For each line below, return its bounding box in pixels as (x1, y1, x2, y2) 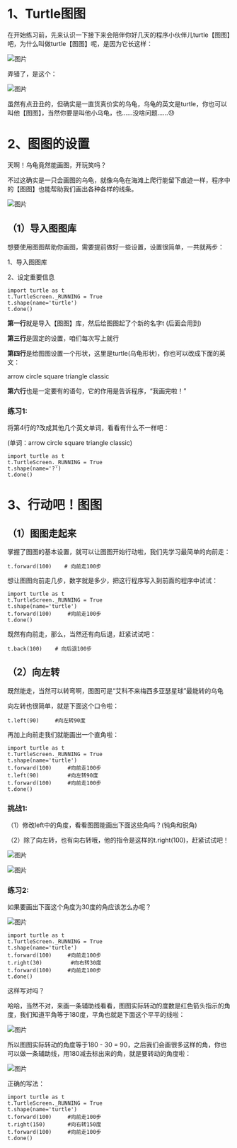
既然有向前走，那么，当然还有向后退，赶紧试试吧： (7, 629, 156, 638)
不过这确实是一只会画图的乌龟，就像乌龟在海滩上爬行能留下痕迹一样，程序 (7, 176, 224, 184)
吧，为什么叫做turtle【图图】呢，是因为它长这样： (7, 39, 154, 47)
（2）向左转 (7, 666, 60, 678)
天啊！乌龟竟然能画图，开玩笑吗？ (7, 160, 107, 169)
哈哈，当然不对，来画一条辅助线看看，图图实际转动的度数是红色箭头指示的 (7, 1001, 224, 1010)
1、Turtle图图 (7, 6, 86, 22)
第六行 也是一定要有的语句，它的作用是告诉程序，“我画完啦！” (7, 386, 187, 395)
